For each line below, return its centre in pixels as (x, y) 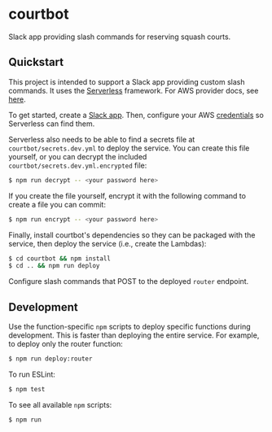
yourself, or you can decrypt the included (78, 156)
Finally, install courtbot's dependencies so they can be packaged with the (132, 235)
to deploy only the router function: (66, 344)
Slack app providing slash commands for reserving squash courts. (120, 37)
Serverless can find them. (52, 124)
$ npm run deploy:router (50, 359)
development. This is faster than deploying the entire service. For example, (134, 335)
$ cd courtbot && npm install (60, 258)
